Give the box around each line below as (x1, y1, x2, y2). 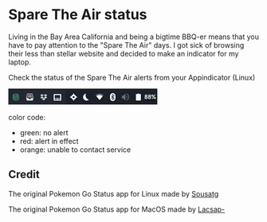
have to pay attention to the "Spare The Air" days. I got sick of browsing (8, 40, 245, 49)
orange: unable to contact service (19, 145, 132, 154)
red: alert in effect (19, 136, 79, 146)
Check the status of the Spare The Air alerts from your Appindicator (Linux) (8, 72, 256, 82)
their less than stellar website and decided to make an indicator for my (8, 49, 239, 58)
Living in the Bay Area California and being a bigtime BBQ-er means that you (8, 32, 259, 41)
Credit (8, 168, 40, 181)
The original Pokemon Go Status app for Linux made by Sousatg (8, 189, 219, 198)
